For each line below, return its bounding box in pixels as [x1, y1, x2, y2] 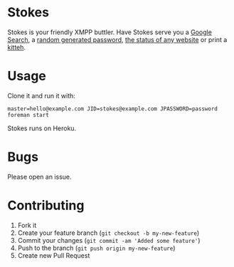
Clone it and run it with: [7, 91, 76, 100]
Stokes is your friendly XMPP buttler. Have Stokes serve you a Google [7, 28, 212, 36]
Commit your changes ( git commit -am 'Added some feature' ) [17, 236, 201, 244]
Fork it [17, 221, 37, 229]
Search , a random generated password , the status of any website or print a [7, 35, 228, 43]
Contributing [7, 197, 85, 214]
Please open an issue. [7, 172, 73, 181]
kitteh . [7, 43, 26, 51]
